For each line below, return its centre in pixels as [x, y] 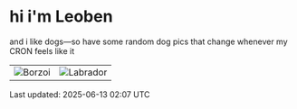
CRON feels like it [42, 50]
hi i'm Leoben [61, 17]
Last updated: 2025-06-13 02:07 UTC [80, 94]
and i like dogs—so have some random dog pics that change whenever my [148, 41]
